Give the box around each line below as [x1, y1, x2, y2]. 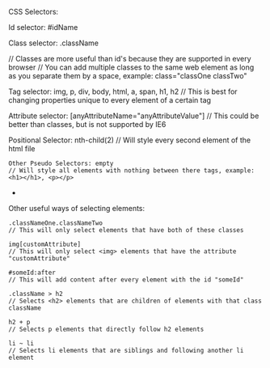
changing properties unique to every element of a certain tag [8, 95, 212, 104]
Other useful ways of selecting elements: [8, 204, 146, 213]
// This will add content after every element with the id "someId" [8, 276, 244, 284]
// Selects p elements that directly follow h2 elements [8, 325, 205, 333]
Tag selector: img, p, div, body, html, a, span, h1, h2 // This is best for [8, 87, 238, 96]
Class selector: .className [8, 38, 99, 48]
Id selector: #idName [8, 23, 78, 32]
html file [8, 144, 36, 153]
